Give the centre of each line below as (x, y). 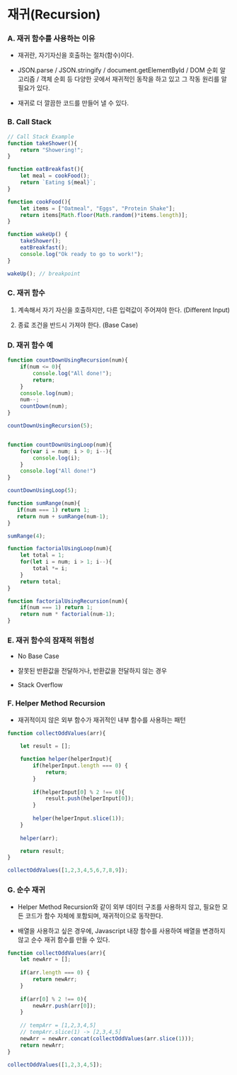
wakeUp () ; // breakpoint (44, 274)
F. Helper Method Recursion (56, 703)
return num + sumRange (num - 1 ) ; (63, 516)
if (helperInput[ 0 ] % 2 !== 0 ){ (79, 792)
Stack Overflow (40, 685)
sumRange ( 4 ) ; (27, 536)
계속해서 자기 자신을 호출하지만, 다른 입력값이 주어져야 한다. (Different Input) (123, 310)
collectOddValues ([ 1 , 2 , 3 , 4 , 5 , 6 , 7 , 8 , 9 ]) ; (68, 870)
